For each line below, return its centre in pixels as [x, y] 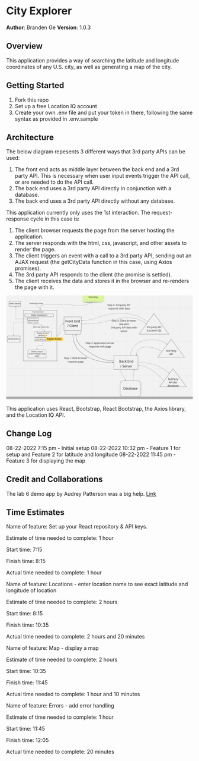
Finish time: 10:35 [28, 625]
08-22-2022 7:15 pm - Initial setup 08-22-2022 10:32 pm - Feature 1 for [93, 448]
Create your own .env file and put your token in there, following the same [104, 112]
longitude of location [31, 590]
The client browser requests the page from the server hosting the [94, 231]
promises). [28, 268]
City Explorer [39, 11]
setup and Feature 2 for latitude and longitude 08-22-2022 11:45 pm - [91, 454]
